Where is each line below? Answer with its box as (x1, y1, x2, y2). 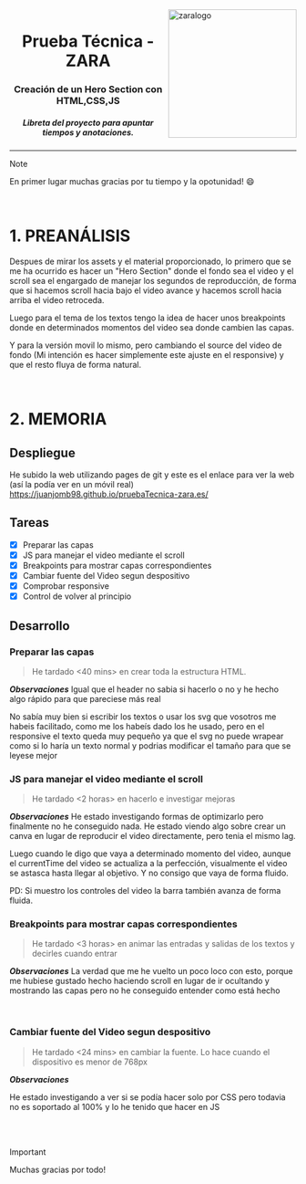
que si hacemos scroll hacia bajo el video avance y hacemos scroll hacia (9, 285, 282, 296)
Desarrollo (9, 618, 70, 634)
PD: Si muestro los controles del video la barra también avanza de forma (9, 885, 281, 896)
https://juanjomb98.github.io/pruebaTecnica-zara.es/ (9, 488, 209, 500)
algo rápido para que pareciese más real (9, 693, 161, 704)
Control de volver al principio (22, 591, 132, 602)
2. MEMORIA (9, 409, 107, 430)
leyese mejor (9, 749, 58, 760)
